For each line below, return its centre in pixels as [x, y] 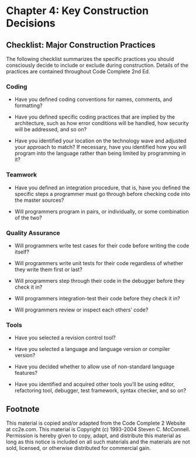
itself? [22, 252]
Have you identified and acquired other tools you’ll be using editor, [95, 384]
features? [26, 373]
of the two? [28, 218]
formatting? [28, 106]
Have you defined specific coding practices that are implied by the [95, 117]
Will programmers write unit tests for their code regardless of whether [99, 263]
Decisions [31, 23]
